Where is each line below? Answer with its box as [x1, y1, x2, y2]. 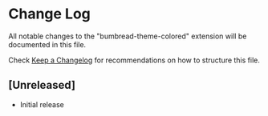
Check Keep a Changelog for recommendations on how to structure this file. [8, 55, 261, 65]
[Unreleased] [8, 78, 76, 92]
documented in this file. [8, 39, 87, 49]
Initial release [19, 99, 64, 109]
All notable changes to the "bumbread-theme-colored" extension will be [8, 31, 247, 41]
